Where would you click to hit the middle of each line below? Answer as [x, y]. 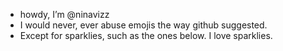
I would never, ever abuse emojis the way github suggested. [143, 25]
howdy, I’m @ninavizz [64, 14]
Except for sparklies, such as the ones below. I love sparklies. [146, 35]
